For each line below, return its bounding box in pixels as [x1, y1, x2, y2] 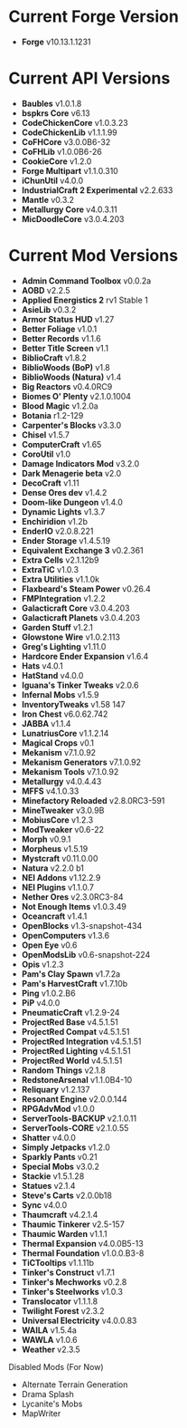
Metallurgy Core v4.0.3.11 [21, 204, 118, 215]
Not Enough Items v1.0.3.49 [21, 901, 127, 912]
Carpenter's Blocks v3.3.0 [21, 420, 122, 430]
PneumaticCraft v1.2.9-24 [21, 1007, 120, 1018]
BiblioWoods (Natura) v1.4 [21, 371, 122, 382]
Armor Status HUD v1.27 [21, 314, 115, 324]
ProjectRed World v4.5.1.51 [21, 1055, 123, 1066]
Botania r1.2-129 [21, 410, 84, 420]
